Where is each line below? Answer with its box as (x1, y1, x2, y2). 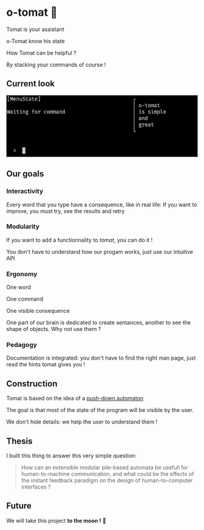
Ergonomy (6, 270, 38, 278)
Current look (6, 78, 55, 89)
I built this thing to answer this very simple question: (6, 452, 137, 459)
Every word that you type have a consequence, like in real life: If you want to (6, 201, 197, 208)
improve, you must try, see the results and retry (6, 207, 125, 215)
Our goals (6, 169, 44, 179)
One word (6, 284, 32, 291)
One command (6, 295, 44, 303)
